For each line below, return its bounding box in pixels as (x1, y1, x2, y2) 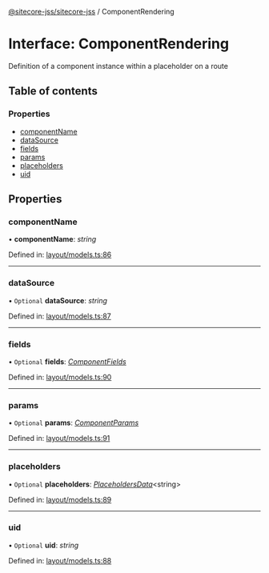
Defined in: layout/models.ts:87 (8, 311, 112, 321)
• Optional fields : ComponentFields (8, 356, 126, 367)
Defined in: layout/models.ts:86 (8, 250, 112, 259)
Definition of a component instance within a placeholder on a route (8, 61, 228, 70)
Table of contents (8, 84, 98, 98)
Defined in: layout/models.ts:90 (8, 372, 112, 382)
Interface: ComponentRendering (8, 35, 230, 53)
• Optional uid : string (8, 540, 79, 550)
